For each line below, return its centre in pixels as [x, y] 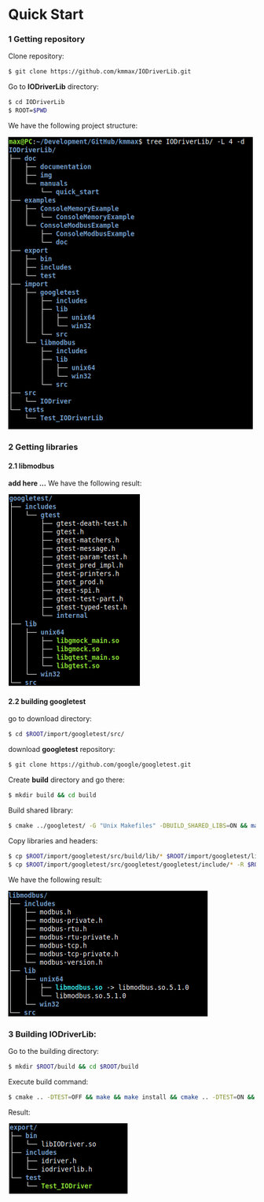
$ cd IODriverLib [37, 102]
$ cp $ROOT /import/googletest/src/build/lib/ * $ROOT [96, 856]
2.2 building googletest [47, 701]
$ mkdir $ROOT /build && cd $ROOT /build [73, 1066]
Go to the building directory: [54, 1051]
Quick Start [46, 15]
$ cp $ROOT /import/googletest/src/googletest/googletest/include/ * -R [126, 865]
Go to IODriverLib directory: [54, 87]
